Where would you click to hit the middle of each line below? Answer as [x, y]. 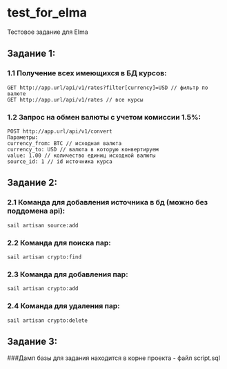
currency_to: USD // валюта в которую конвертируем [83, 149]
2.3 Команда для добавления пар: [68, 274]
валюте [17, 94]
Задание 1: [31, 54]
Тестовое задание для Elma [48, 32]
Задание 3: [32, 341]
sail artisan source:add [43, 225]
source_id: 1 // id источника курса [60, 161]
